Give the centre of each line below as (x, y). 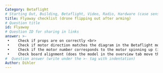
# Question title (23, 23)
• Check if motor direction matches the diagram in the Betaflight (80, 45)
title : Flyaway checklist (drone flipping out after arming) (68, 18)
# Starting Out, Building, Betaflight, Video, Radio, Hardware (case (77, 14)
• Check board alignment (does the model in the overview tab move (80, 54)
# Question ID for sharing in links (42, 32)
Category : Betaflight (27, 9)
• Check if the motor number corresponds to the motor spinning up (80, 49)
